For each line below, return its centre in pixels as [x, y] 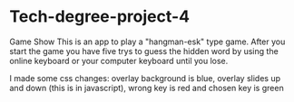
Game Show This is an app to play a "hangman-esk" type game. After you [147, 42]
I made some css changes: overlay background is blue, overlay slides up [145, 78]
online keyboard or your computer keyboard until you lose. [119, 60]
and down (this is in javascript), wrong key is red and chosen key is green [147, 88]
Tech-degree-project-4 [100, 17]
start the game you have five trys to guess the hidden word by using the [144, 51]
